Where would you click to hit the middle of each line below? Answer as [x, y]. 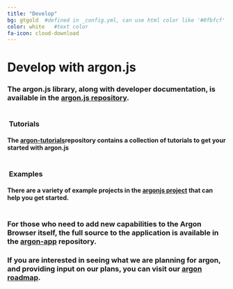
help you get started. [38, 198]
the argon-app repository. [52, 241]
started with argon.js [38, 148]
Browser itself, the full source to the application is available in [113, 233]
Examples [26, 173]
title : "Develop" [32, 14]
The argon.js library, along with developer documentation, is [111, 89]
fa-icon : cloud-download [43, 33]
